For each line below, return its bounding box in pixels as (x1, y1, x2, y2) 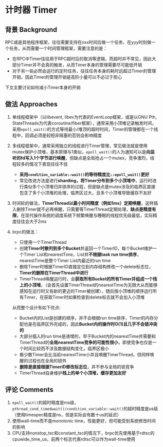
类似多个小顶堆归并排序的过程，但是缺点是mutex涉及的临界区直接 (23, 184, 156, 190)
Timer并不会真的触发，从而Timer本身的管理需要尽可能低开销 (20, 62, 143, 67)
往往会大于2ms (16, 218, 47, 224)
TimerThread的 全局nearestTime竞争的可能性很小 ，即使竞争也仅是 (19, 339, 152, 345)
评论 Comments (5, 385, 54, 394)
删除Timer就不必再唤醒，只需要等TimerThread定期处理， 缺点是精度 (16, 206, 152, 212)
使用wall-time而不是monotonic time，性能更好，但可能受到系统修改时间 (12, 418, 156, 424)
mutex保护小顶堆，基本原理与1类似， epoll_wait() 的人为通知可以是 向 (12, 149, 151, 154)
